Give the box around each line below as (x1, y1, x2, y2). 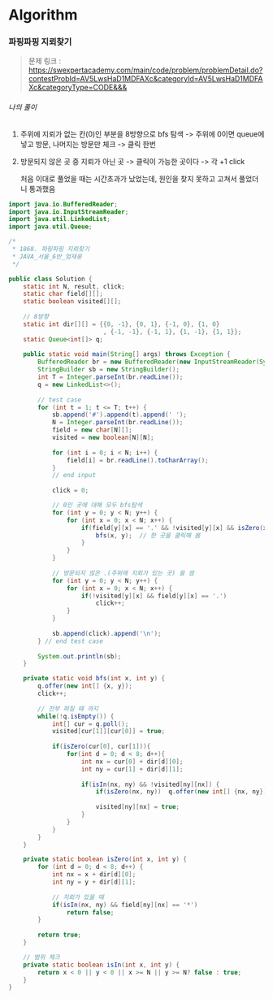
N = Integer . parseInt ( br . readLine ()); (51, 419, 184, 427)
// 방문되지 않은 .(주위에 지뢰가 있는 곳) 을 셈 (51, 569, 194, 577)
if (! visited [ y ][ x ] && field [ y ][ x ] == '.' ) (80, 592, 227, 600)
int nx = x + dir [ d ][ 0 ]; (51, 871, 136, 879)
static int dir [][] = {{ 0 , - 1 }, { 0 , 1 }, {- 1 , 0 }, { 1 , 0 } (23, 319, 220, 328)
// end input (51, 471, 96, 480)
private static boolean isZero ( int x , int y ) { (23, 855, 187, 863)
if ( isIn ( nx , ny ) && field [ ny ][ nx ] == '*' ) (51, 901, 198, 909)
